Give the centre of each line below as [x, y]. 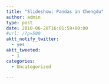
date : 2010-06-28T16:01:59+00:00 [47, 28]
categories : [21, 61]
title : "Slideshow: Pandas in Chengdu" [55, 12]
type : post [19, 22]
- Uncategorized [31, 67]
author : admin [24, 17]
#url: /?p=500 [24, 34]
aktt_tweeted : [24, 50]
